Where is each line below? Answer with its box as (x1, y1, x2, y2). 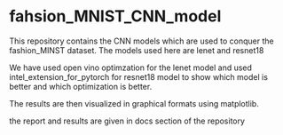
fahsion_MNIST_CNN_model (9, 6, 222, 27)
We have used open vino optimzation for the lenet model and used (9, 62, 253, 73)
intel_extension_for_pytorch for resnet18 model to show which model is (9, 71, 269, 82)
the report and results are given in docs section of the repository (9, 115, 246, 126)
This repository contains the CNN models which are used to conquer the (9, 36, 274, 46)
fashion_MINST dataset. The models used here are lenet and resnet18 (9, 44, 264, 55)
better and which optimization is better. (9, 81, 153, 91)
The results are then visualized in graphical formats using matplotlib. (9, 98, 259, 108)
